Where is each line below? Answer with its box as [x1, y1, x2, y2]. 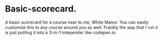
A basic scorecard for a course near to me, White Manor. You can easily [5, 19, 149, 25]
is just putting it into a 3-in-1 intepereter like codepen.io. [5, 29, 117, 35]
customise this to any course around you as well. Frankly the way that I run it [5, 24, 158, 30]
